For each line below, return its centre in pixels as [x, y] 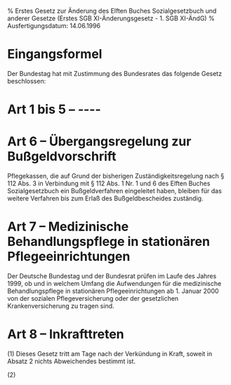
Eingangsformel [55, 54]
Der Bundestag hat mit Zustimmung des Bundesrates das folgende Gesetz [115, 73]
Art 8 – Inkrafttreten [66, 334]
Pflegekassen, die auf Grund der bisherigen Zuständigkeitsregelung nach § [116, 176]
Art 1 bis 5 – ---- [54, 110]
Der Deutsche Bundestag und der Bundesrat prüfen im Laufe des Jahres [112, 276]
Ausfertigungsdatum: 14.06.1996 [54, 26]
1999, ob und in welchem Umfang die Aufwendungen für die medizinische [114, 283]
